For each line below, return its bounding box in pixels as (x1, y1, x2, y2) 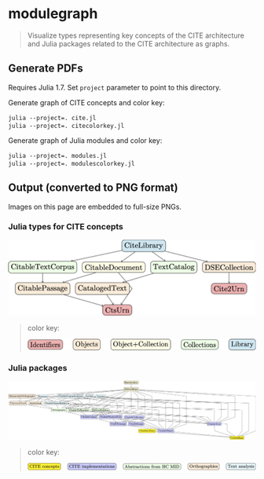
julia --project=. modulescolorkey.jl (8, 159, 135, 167)
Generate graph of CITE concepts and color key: (8, 97, 165, 107)
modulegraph (8, 5, 98, 23)
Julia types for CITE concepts (8, 221, 123, 232)
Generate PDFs (8, 62, 84, 75)
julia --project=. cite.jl (8, 114, 97, 122)
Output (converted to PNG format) (8, 181, 178, 195)
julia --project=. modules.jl (8, 152, 108, 159)
